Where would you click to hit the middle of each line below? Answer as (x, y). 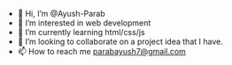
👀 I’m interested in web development (84, 23)
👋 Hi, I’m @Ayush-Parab (61, 14)
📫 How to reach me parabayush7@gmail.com (101, 51)
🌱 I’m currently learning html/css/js (81, 32)
